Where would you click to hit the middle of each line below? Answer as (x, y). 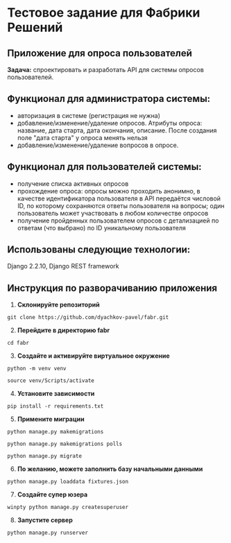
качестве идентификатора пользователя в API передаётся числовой (119, 198)
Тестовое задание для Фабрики (104, 13)
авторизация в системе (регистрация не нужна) (89, 115)
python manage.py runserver (48, 533)
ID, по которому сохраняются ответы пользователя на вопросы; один (121, 205)
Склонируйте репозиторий (58, 305)
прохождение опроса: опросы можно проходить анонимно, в (109, 191)
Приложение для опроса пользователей (100, 53)
